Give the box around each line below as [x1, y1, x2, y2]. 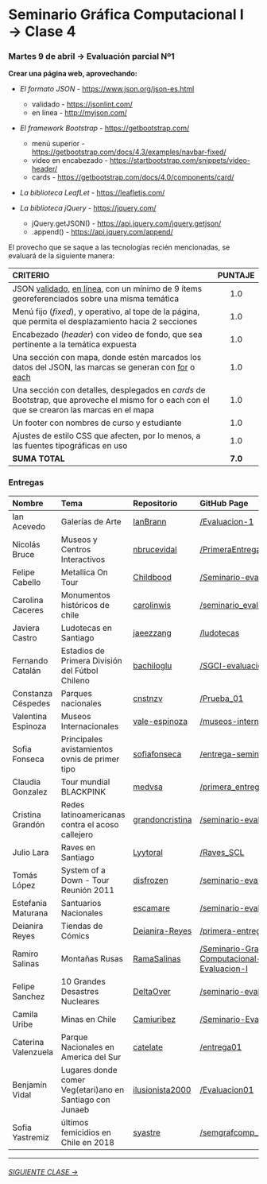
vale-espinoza [133, 715, 188, 726]
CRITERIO [12, 270, 50, 281]
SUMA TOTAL [12, 453, 65, 464]
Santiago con [60, 1094, 111, 1105]
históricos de [60, 599, 110, 610]
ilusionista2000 [133, 1084, 192, 1095]
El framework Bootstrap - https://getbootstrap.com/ [19, 123, 190, 133]
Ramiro [12, 948, 39, 959]
